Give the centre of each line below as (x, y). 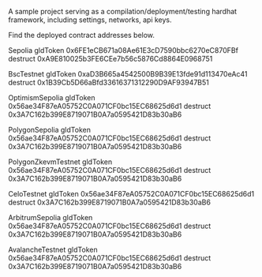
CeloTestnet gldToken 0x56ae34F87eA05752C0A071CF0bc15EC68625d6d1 (131, 194)
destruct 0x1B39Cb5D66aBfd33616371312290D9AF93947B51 (109, 82)
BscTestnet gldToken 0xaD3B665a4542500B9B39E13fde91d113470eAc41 (128, 74)
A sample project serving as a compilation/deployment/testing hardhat (123, 11)
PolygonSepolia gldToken (49, 130)
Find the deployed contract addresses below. (82, 35)
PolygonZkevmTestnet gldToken (60, 162)
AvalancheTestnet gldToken (53, 249)
